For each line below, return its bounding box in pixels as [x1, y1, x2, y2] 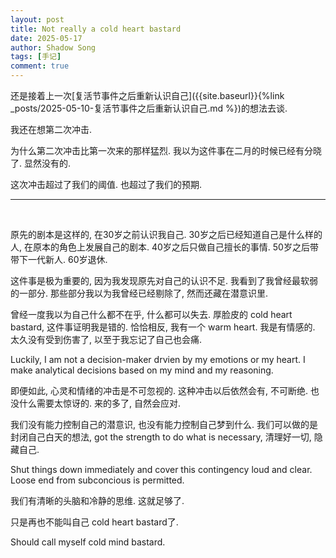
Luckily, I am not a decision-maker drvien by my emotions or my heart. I [10, 354, 306, 365]
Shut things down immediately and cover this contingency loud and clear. [10, 464, 313, 475]
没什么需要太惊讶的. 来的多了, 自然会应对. [10, 397, 181, 409]
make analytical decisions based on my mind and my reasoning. [10, 364, 274, 376]
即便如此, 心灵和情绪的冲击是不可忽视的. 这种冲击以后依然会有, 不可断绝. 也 [10, 385, 320, 396]
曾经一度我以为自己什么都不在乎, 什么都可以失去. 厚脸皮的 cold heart [10, 309, 293, 320]
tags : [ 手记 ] [10, 52, 62, 62]
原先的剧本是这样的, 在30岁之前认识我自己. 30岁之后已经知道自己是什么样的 [10, 229, 323, 240]
